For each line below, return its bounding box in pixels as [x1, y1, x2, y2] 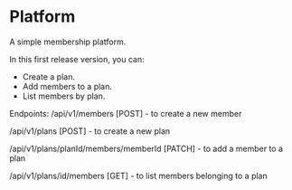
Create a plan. [22, 71, 75, 82]
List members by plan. [22, 90, 106, 101]
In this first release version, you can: [9, 53, 145, 64]
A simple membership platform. [9, 36, 127, 47]
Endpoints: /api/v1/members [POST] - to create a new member [9, 108, 242, 119]
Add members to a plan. [22, 81, 113, 91]
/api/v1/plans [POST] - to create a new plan [9, 125, 171, 137]
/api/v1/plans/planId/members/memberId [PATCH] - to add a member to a [9, 143, 283, 154]
